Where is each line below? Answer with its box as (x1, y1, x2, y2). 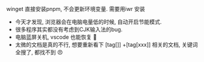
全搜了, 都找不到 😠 (15, 49, 63, 56)
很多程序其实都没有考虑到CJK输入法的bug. (15, 26, 123, 33)
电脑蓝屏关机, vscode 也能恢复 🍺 (15, 33, 97, 41)
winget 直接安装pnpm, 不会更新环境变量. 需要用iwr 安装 (6, 5, 146, 12)
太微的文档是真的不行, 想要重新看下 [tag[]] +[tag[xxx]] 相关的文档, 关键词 (15, 41, 198, 48)
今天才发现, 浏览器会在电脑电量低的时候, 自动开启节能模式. (15, 18, 162, 26)
